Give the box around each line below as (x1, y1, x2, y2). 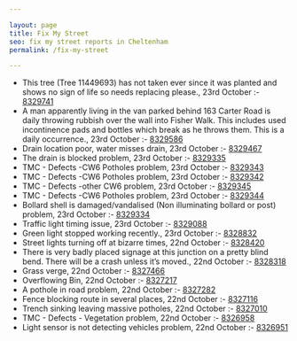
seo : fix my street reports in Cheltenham (9, 37, 168, 46)
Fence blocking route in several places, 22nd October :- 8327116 (21, 294, 259, 305)
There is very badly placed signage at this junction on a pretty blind (21, 247, 269, 258)
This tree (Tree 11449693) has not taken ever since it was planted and (21, 77, 277, 89)
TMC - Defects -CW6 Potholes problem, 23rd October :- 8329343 (21, 162, 264, 173)
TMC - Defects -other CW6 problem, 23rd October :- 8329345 (21, 181, 252, 191)
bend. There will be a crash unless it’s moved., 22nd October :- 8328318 (21, 256, 286, 267)
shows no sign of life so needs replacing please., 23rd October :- (21, 87, 260, 97)
